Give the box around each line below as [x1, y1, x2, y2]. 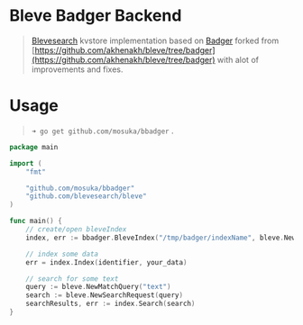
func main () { [9, 217, 63, 226]
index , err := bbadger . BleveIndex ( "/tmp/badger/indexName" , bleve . [25, 233, 284, 242]
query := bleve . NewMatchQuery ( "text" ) [25, 283, 171, 292]
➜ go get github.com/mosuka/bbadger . [31, 125, 174, 136]
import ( [9, 158, 42, 167]
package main [9, 142, 59, 151]
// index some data [25, 249, 99, 258]
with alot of [216, 54, 260, 65]
